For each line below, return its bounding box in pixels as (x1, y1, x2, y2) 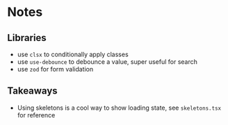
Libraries (7, 32, 47, 44)
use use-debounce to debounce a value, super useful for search (17, 58, 198, 66)
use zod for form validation (17, 65, 94, 73)
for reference (17, 110, 56, 119)
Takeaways (7, 85, 58, 97)
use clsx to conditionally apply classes (17, 50, 129, 58)
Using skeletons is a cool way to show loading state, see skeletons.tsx (17, 103, 221, 112)
